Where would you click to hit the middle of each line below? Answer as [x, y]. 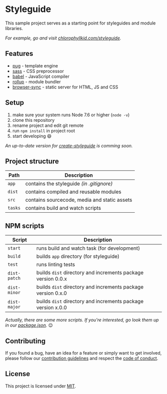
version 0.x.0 [52, 293]
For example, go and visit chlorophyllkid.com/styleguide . [63, 38]
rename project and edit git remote [48, 125]
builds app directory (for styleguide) [78, 257]
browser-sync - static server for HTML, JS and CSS [65, 87]
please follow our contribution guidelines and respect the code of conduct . [82, 358]
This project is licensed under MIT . [41, 386]
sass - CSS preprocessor [38, 71]
